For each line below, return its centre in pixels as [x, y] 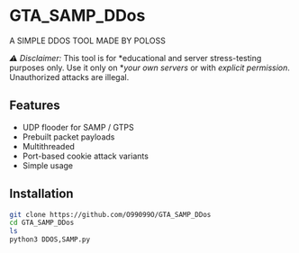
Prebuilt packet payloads [68, 137]
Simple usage [48, 165]
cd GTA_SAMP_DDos [42, 223]
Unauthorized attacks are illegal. [69, 77]
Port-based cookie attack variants [85, 156]
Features [35, 106]
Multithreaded [48, 146]
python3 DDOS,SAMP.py [50, 239]
